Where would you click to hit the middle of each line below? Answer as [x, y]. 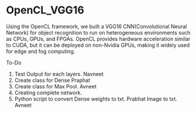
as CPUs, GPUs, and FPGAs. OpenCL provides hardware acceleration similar [98, 39]
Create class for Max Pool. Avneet [55, 86]
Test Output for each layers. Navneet [59, 74]
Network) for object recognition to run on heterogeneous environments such [98, 32]
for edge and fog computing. [41, 51]
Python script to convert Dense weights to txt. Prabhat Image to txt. [96, 99]
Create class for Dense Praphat [52, 80]
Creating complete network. [48, 93]
